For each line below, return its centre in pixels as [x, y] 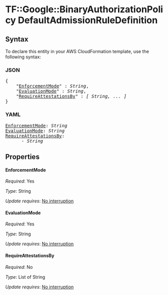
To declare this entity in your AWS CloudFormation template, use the [77, 51]
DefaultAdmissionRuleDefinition [88, 20]
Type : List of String [25, 277]
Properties [22, 157]
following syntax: [23, 57]
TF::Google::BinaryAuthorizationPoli [84, 9]
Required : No [19, 267]
